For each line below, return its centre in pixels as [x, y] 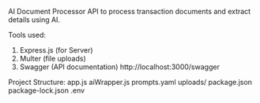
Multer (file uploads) [53, 59]
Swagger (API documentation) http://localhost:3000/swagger [119, 67]
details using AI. [34, 20]
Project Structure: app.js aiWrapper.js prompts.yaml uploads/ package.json [130, 82]
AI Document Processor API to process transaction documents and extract [130, 11]
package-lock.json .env [47, 90]
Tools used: [27, 35]
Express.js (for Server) [56, 50]
